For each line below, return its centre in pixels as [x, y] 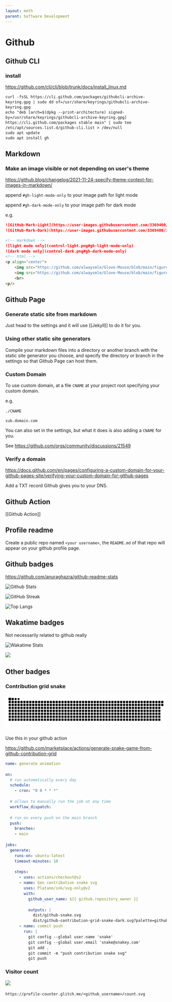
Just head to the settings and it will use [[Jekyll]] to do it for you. [73, 326]
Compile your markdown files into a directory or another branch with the [81, 350]
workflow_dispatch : [31, 807]
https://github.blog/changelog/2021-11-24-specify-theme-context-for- [80, 180]
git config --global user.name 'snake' [71, 937]
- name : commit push [41, 926]
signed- [116, 112]
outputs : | [40, 910]
